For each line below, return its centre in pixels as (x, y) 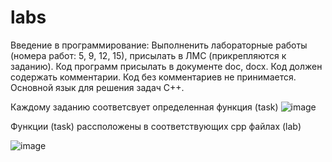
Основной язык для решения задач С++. (97, 87)
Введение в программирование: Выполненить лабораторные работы (159, 45)
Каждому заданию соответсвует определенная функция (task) (144, 107)
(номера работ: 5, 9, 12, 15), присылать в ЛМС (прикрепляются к (148, 55)
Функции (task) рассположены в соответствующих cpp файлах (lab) (156, 126)
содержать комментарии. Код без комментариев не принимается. (153, 77)
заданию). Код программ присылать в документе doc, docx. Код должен (166, 66)
